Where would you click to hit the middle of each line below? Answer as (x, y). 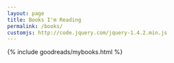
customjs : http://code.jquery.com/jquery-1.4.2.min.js (87, 33)
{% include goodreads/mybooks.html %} (65, 52)
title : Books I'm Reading (44, 20)
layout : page (26, 13)
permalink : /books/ (35, 26)
